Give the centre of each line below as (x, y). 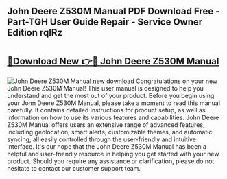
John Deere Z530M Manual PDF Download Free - (113, 11)
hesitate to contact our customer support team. (74, 168)
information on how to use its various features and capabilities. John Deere (113, 117)
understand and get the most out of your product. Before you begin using (111, 96)
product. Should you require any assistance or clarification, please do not (111, 161)
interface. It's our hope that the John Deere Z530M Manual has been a (107, 146)
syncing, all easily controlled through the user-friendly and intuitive (102, 139)
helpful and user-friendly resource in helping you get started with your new (113, 154)
